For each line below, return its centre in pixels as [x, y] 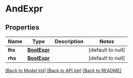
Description [69, 42]
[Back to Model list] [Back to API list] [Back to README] [63, 70]
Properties [22, 27]
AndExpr [24, 9]
